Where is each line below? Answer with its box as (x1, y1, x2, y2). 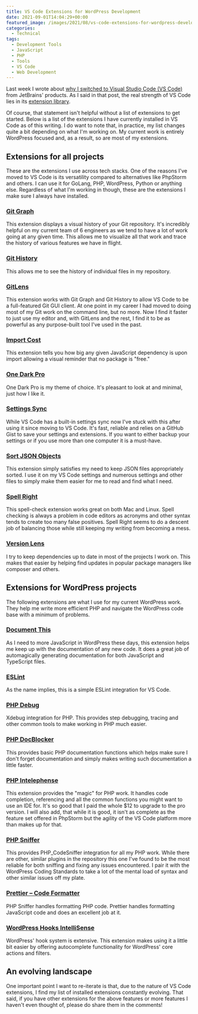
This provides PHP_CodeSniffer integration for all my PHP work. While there (6, 849, 190, 856)
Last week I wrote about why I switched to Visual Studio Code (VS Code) (6, 85, 183, 92)
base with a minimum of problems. (6, 611, 90, 618)
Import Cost (6, 335, 41, 344)
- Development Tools (11, 42, 62, 48)
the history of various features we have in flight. (6, 239, 123, 247)
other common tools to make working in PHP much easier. (6, 721, 147, 728)
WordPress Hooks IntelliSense (6, 924, 95, 932)
